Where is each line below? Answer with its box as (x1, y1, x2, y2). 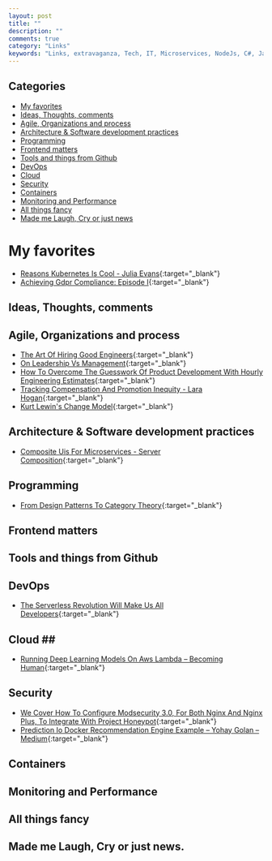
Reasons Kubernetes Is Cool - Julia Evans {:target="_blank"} (19, 269, 221, 278)
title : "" (8, 19, 42, 28)
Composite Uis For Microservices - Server (19, 446, 161, 456)
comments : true (8, 34, 60, 43)
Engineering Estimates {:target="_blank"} (19, 375, 156, 385)
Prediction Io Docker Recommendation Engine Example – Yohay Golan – (19, 725, 260, 734)
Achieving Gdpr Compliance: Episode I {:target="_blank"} (19, 277, 210, 286)
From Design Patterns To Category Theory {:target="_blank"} (19, 500, 223, 510)
